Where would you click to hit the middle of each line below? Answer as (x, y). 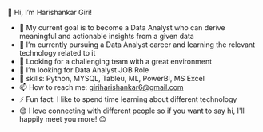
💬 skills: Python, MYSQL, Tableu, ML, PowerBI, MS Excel (112, 78)
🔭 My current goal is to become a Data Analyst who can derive (122, 27)
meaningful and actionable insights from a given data (107, 36)
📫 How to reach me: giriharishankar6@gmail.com (102, 87)
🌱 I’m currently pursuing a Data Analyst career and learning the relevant (137, 45)
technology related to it (57, 53)
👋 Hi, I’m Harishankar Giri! (50, 12)
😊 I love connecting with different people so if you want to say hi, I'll (131, 111)
